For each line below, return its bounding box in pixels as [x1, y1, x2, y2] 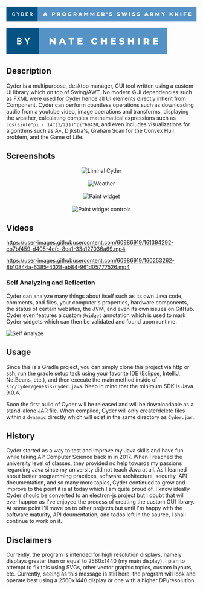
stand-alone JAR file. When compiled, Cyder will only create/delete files [6, 407, 185, 414]
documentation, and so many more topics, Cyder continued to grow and [6, 479, 185, 486]
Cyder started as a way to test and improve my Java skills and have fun [6, 447, 184, 454]
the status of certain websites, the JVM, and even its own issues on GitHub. [6, 305, 195, 312]
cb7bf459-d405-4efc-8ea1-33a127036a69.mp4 [6, 245, 126, 252]
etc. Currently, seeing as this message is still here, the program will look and [6, 570, 196, 577]
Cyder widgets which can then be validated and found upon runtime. [6, 318, 177, 325]
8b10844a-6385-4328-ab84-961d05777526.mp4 [6, 263, 130, 271]
